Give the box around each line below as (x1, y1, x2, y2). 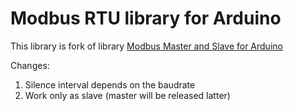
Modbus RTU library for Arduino (10, 7, 282, 30)
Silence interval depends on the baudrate (24, 78, 196, 91)
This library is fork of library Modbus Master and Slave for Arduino (10, 40, 283, 52)
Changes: (10, 59, 50, 71)
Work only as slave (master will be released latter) (24, 89, 231, 101)
